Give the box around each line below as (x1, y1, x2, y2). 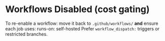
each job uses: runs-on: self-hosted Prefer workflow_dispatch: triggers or (5, 25, 160, 31)
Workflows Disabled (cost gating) (5, 4, 150, 15)
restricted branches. (5, 31, 48, 37)
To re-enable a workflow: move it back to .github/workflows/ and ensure (5, 20, 158, 26)
